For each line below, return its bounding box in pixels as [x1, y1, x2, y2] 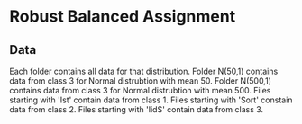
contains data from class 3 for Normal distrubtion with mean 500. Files [9, 85, 271, 95]
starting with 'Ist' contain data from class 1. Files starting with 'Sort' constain [9, 94, 293, 105]
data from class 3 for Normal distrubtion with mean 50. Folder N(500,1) [9, 75, 272, 86]
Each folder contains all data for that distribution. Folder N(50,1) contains [9, 66, 279, 76]
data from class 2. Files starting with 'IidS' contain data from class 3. [9, 104, 264, 114]
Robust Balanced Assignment [9, 6, 236, 27]
